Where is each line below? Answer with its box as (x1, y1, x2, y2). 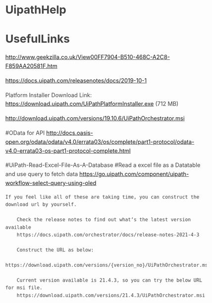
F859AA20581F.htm (5, 62, 57, 70)
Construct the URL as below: (16, 247, 94, 253)
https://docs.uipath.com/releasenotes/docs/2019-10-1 (5, 77, 147, 84)
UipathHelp (5, 2, 66, 17)
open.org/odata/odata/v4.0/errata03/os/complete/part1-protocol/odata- (5, 138, 195, 146)
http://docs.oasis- (46, 129, 94, 137)
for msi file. (5, 285, 43, 291)
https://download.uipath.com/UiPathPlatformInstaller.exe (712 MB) (5, 101, 179, 107)
